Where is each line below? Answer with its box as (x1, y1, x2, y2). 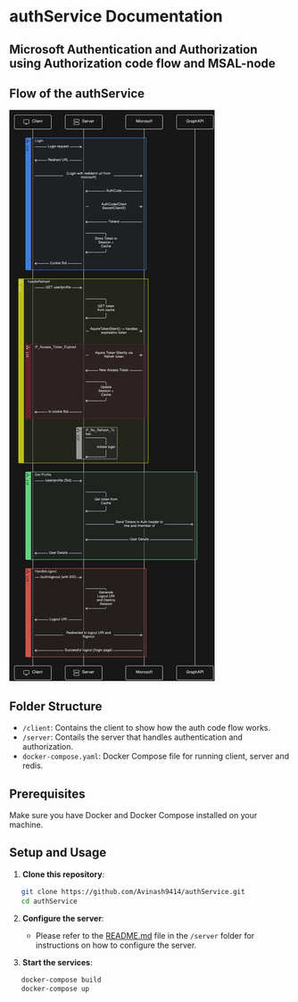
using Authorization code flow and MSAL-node (9, 55, 277, 70)
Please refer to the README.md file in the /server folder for (35, 930, 255, 940)
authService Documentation (9, 6, 223, 27)
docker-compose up (21, 984, 90, 994)
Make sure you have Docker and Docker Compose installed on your (9, 810, 258, 821)
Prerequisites (9, 786, 86, 801)
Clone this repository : (21, 868, 105, 880)
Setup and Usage (9, 845, 107, 860)
